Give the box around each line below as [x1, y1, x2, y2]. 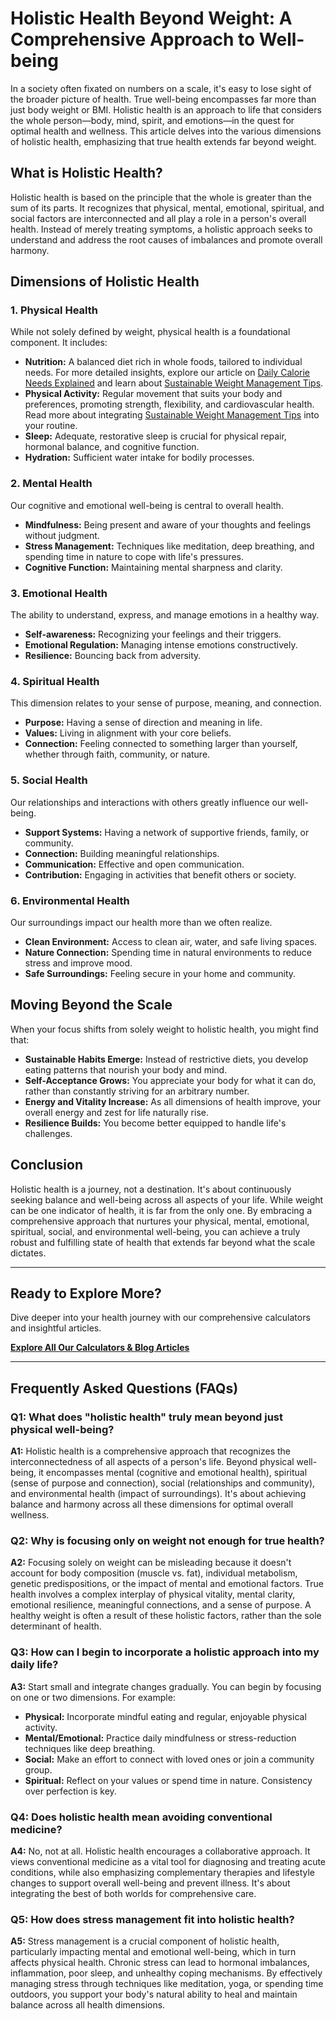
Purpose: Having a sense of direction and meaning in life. [24, 717, 263, 729]
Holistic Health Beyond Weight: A [10, 7, 293, 30]
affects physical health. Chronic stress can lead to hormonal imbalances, [10, 1957, 310, 1969]
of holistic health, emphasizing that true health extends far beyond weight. [10, 135, 317, 147]
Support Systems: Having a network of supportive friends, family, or [24, 826, 310, 838]
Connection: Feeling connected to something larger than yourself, [24, 738, 298, 750]
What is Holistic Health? [10, 165, 163, 182]
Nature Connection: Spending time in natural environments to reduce [24, 946, 313, 958]
